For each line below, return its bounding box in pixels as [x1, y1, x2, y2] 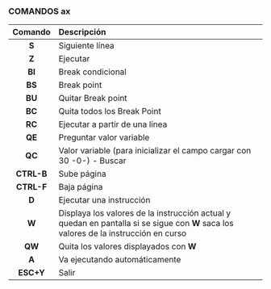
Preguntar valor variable [58, 132, 150, 143]
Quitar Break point [58, 93, 127, 104]
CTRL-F [15, 182, 48, 193]
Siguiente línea [58, 40, 115, 52]
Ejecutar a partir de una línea [58, 119, 168, 130]
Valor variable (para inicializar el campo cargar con [58, 145, 252, 157]
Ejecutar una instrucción [58, 195, 151, 206]
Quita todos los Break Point [58, 106, 161, 117]
